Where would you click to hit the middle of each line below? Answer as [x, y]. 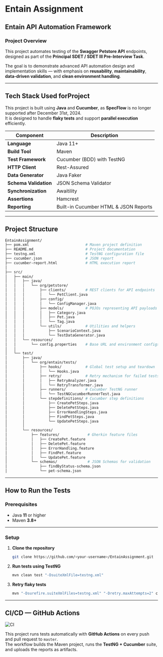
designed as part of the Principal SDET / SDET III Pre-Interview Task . [75, 56]
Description [104, 135]
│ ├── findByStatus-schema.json [53, 466]
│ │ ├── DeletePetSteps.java [52, 408]
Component [30, 135]
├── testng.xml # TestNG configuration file [75, 254]
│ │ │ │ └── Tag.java [40, 322]
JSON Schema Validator [84, 183]
